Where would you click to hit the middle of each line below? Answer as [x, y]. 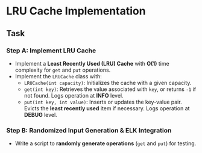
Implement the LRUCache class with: [58, 76]
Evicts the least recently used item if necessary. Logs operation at [107, 108]
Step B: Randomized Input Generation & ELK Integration [89, 130]
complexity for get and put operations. [63, 70]
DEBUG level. [40, 114]
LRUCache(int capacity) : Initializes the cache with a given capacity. [108, 83]
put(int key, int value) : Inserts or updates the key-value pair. [103, 102]
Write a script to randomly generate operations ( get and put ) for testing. [106, 143]
